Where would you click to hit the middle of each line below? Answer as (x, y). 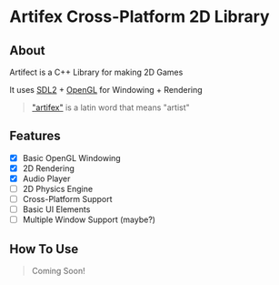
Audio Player (46, 178)
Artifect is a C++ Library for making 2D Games (96, 72)
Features (35, 136)
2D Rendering (48, 168)
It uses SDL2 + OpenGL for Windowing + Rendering (106, 90)
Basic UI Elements (56, 209)
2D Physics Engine (58, 189)
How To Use (44, 249)
